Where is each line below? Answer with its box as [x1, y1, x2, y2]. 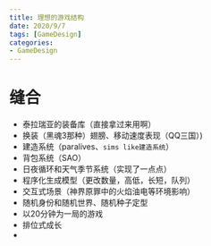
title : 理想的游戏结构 [9, 13, 85, 22]
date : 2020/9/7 [9, 21, 66, 30]
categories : [9, 38, 54, 47]
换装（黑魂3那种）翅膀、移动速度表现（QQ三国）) [21, 131, 203, 141]
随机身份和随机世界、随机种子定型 [21, 198, 148, 208]
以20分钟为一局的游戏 [21, 208, 104, 219]
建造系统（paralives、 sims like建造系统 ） [21, 141, 174, 152]
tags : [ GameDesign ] [9, 30, 82, 38]
